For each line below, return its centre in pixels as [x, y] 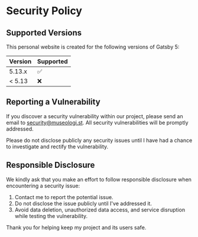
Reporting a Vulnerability [53, 102]
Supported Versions [44, 33]
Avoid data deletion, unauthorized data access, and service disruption [100, 210]
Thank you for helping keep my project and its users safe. [76, 227]
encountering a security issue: [43, 186]
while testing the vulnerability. [51, 216]
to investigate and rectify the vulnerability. [57, 147]
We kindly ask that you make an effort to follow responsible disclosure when [99, 179]
